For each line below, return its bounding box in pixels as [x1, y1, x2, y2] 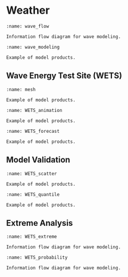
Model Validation [6, 155, 70, 165]
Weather [6, 4, 50, 17]
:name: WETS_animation [6, 107, 63, 113]
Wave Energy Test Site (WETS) [6, 71, 123, 81]
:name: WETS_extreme [6, 234, 58, 240]
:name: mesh [6, 86, 36, 92]
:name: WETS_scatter [6, 170, 58, 176]
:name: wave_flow [6, 23, 49, 29]
